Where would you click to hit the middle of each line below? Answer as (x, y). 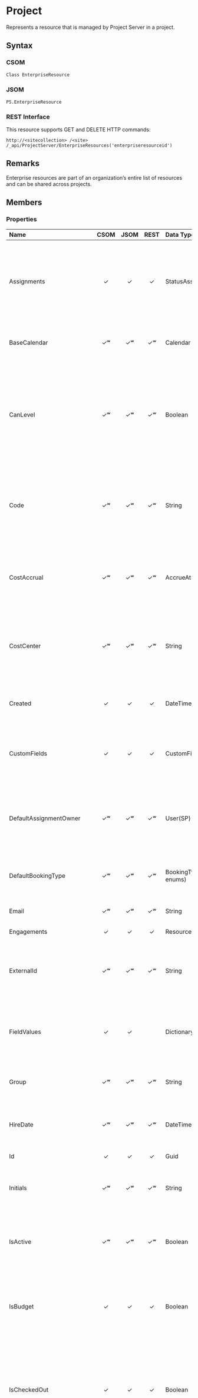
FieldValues (25, 1032)
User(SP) (178, 818)
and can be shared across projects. (49, 184)
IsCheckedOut (29, 1390)
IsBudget (22, 1306)
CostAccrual (26, 577)
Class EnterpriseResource (38, 75)
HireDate (21, 1125)
